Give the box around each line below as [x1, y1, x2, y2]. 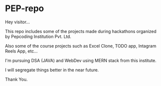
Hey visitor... [5, 19, 30, 25]
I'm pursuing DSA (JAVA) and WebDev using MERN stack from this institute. [5, 57, 157, 63]
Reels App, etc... [5, 48, 38, 54]
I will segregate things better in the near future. [5, 67, 99, 73]
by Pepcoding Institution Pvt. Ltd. [5, 34, 71, 39]
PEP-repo [5, 3, 45, 14]
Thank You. [5, 76, 28, 82]
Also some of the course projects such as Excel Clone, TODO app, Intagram [5, 43, 157, 49]
